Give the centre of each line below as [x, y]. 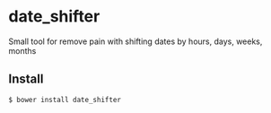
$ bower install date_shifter [65, 100]
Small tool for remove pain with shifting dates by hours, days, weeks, [135, 41]
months [22, 50]
